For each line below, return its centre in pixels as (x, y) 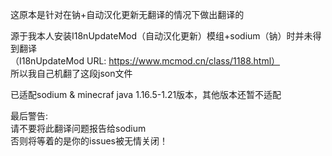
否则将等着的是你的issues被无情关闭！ (89, 141)
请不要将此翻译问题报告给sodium (78, 128)
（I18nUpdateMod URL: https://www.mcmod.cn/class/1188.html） (145, 61)
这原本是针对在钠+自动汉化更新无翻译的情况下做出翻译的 (127, 14)
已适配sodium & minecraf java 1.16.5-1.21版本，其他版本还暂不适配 (146, 94)
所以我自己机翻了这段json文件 (71, 73)
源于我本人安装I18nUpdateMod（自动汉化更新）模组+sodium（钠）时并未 (161, 36)
